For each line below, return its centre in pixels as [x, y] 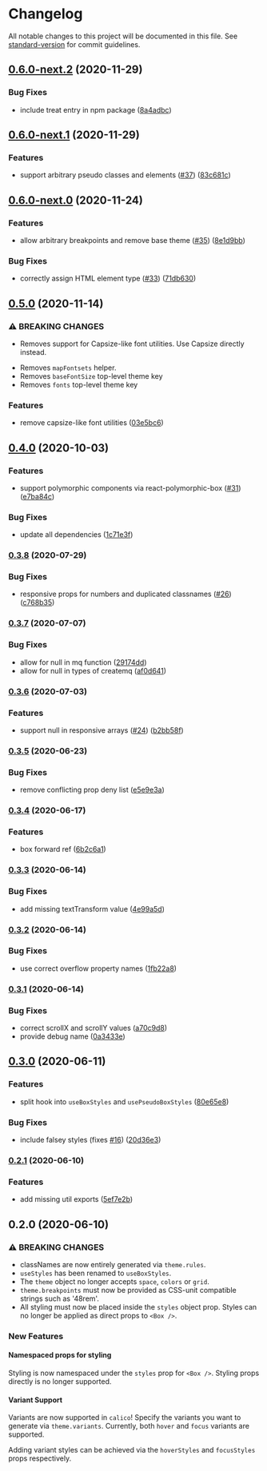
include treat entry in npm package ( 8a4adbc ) [96, 109]
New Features [36, 1336]
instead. [33, 352]
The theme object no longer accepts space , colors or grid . [114, 1281]
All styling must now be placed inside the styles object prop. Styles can [138, 1306]
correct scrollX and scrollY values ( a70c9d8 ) [94, 1028]
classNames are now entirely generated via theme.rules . [113, 1264]
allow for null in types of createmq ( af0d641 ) [93, 670]
